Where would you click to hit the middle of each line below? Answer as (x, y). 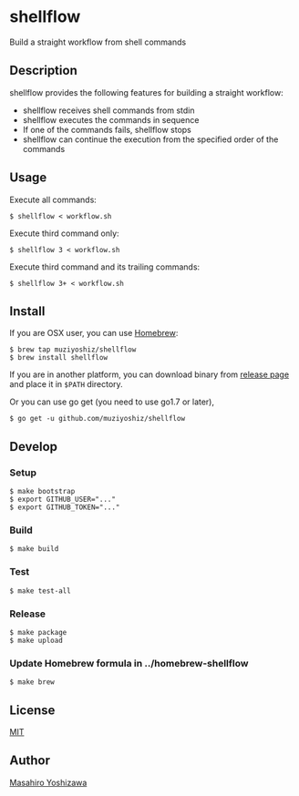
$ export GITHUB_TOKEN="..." (65, 507)
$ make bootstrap (42, 492)
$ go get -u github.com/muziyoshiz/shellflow (97, 419)
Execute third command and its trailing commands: (105, 267)
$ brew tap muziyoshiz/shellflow (73, 350)
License (32, 710)
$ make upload (36, 640)
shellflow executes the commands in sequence (111, 119)
